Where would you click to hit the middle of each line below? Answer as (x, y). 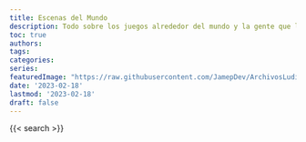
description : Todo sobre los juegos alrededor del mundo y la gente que (150, 26)
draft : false (34, 102)
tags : (20, 52)
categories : (32, 60)
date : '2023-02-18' (46, 86)
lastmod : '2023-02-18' (52, 94)
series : (24, 69)
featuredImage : (38, 77)
